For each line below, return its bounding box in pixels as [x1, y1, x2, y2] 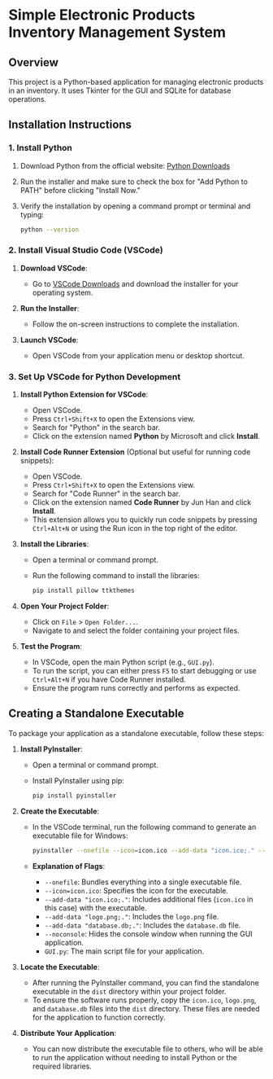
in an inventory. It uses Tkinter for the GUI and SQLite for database [8, 86, 232, 95]
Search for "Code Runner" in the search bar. [32, 489, 181, 498]
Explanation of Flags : [32, 861, 106, 871]
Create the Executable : [19, 806, 100, 816]
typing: [19, 209, 45, 219]
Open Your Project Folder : [19, 601, 110, 612]
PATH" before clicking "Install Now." [19, 185, 141, 195]
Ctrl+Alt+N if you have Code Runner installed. [32, 674, 187, 685]
